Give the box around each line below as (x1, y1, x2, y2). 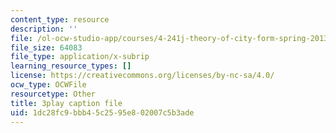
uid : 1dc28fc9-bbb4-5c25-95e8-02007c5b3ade (10, 107, 195, 118)
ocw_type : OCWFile (10, 80, 87, 90)
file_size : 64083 (10, 42, 83, 53)
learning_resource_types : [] (10, 61, 132, 71)
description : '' (10, 24, 78, 34)
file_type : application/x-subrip (10, 52, 150, 62)
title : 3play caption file (10, 98, 123, 108)
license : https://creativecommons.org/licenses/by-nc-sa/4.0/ (10, 71, 275, 81)
